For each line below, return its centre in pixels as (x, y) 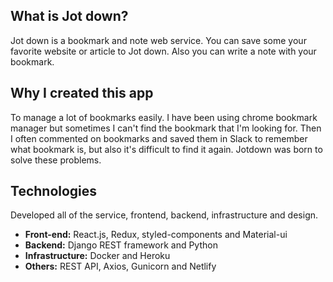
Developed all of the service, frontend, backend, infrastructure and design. (164, 215)
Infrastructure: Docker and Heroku (97, 256)
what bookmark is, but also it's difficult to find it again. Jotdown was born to (166, 149)
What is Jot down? (69, 16)
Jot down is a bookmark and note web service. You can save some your (158, 40)
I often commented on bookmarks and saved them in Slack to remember (159, 138)
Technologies (54, 191)
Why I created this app (82, 93)
